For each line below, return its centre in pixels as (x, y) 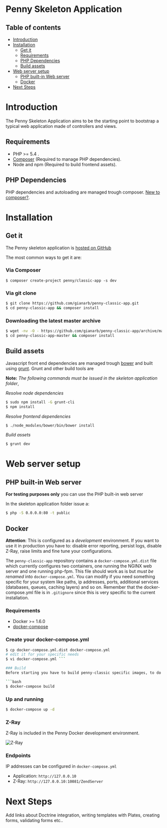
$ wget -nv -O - (22, 331)
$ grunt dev (18, 444)
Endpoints (18, 756)
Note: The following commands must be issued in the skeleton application (82, 378)
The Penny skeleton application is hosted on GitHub (58, 248)
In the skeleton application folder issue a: (48, 504)
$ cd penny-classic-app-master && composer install (60, 336)
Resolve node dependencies (35, 393)
